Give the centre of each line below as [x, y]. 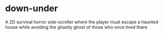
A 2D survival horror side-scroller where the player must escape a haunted [82, 22]
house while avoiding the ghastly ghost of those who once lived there [76, 27]
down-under [32, 9]
